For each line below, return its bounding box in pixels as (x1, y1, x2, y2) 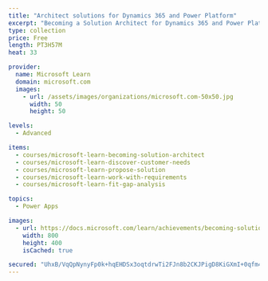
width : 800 (22, 232, 59, 240)
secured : (8, 260, 37, 269)
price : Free (8, 33, 48, 42)
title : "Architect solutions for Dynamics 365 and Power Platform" (8, 11, 238, 20)
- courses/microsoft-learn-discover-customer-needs (15, 158, 191, 166)
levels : (8, 122, 34, 130)
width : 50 (29, 100, 62, 108)
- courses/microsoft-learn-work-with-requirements (15, 173, 187, 181)
